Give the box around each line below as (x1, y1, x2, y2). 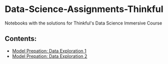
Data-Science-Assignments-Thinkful (5, 3, 163, 15)
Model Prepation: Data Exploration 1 (12, 47, 87, 53)
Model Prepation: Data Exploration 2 (12, 53, 88, 59)
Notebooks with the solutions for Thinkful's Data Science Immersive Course (5, 20, 162, 26)
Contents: (5, 34, 37, 43)
